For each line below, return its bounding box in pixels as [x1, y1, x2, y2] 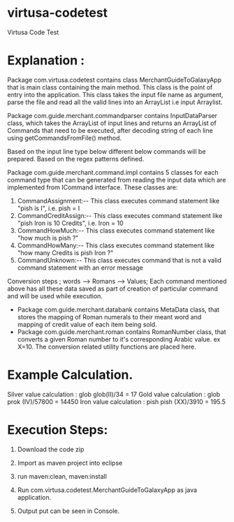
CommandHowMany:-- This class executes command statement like [17, 241, 215, 249]
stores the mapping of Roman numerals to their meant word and [17, 312, 202, 321]
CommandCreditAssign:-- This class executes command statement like [17, 211, 223, 219]
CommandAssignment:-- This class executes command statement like [17, 196, 220, 205]
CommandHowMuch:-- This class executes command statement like [17, 226, 215, 235]
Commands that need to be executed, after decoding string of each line [7, 126, 213, 134]
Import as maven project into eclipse [17, 458, 123, 467]
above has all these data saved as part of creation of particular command [7, 284, 218, 293]
